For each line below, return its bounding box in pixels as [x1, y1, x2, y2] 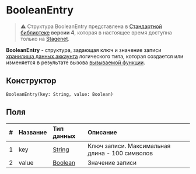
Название [18, 128, 47, 136]
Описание [87, 128, 118, 136]
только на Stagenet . [20, 35, 70, 42]
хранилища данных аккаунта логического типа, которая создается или [6, 53, 184, 60]
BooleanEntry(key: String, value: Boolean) [6, 91, 114, 97]
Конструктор [6, 76, 57, 86]
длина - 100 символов [87, 149, 153, 157]
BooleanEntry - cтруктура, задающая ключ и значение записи [6, 46, 162, 53]
